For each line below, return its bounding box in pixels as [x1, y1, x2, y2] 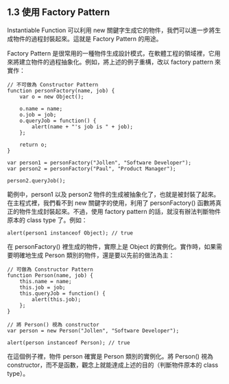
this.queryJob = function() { [19, 290, 106, 297]
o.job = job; [19, 111, 57, 118]
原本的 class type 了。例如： [7, 215, 88, 224]
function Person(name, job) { [7, 272, 94, 279]
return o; [19, 141, 48, 148]
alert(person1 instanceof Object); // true [7, 229, 134, 237]
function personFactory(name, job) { [7, 87, 115, 94]
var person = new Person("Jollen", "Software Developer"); [7, 327, 180, 334]
